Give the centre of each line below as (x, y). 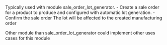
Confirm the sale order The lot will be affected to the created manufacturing (84, 18)
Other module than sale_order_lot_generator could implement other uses (80, 33)
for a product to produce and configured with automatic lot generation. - (80, 12)
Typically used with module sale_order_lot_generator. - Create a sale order (82, 7)
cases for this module (28, 38)
